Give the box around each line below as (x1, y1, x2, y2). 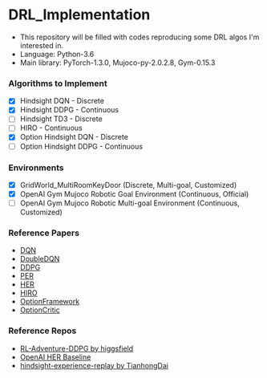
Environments (8, 162, 64, 173)
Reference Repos (8, 325, 77, 336)
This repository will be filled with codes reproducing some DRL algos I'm (19, 32, 260, 42)
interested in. (19, 40, 64, 50)
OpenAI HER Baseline (19, 352, 91, 362)
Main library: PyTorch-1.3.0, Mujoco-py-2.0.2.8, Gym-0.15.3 (19, 58, 216, 67)
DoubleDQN (19, 254, 60, 264)
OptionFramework (19, 297, 80, 307)
